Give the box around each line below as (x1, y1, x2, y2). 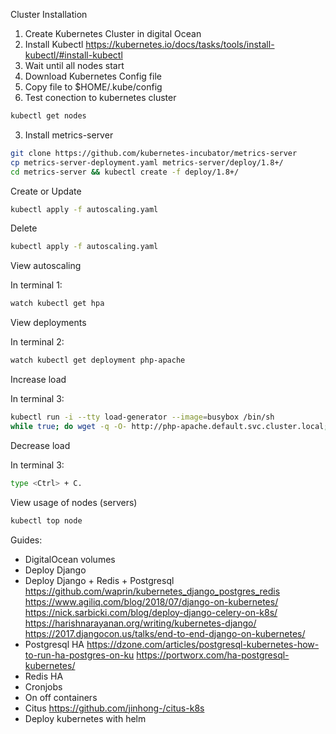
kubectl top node (10, 515, 83, 526)
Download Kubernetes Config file (24, 70, 162, 82)
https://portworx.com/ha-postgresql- (136, 649, 290, 661)
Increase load (10, 374, 67, 385)
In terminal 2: (10, 336, 65, 348)
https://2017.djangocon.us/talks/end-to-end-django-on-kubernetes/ (24, 627, 306, 639)
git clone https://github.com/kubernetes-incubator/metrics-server (10, 148, 298, 158)
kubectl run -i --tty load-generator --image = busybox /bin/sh (10, 412, 275, 422)
